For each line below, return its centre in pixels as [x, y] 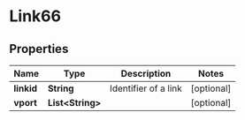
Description [146, 74]
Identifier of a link [146, 88]
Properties [39, 49]
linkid [26, 88]
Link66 [35, 16]
